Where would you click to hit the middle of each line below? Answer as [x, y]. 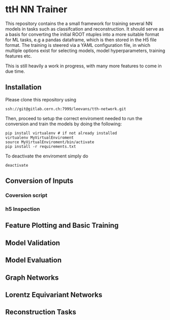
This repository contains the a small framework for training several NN [79, 23]
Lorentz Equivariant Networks [54, 295]
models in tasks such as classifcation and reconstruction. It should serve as [84, 29]
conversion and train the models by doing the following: [64, 124]
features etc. [19, 56]
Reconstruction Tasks [41, 312]
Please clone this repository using [41, 99]
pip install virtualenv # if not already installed [61, 133]
